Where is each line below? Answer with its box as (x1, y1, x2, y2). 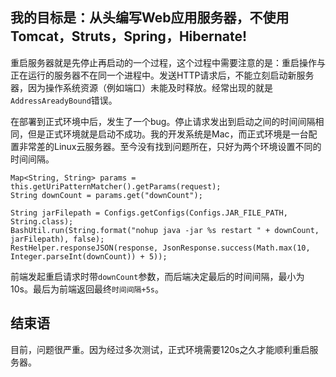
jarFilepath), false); (10, 234, 105, 244)
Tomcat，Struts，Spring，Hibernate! (10, 28, 248, 45)
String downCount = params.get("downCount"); (10, 190, 203, 200)
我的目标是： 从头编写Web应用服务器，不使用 (10, 9, 290, 27)
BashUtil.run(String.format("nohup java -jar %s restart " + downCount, (10, 225, 320, 235)
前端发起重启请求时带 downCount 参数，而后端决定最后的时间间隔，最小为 (10, 270, 305, 282)
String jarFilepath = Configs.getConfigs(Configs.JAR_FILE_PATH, (10, 208, 288, 218)
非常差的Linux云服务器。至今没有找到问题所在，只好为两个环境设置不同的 (18, 140, 322, 152)
